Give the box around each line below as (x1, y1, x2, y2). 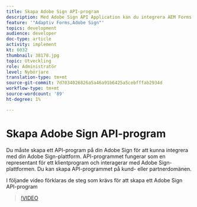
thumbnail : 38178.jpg (6, 52, 60, 58)
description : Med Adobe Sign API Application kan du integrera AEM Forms (6, 14, 192, 20)
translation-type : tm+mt (6, 74, 67, 80)
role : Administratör (6, 63, 57, 70)
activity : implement (6, 42, 57, 48)
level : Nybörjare (6, 69, 49, 75)
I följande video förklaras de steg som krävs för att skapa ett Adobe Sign (6, 176, 183, 183)
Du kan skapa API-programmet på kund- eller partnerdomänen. (37, 165, 192, 172)
